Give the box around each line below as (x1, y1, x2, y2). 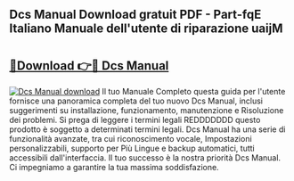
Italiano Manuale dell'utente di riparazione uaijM (9, 21, 283, 37)
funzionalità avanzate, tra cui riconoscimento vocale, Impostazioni (9, 134, 252, 144)
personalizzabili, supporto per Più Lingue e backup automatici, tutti (9, 143, 256, 153)
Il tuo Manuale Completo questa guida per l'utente (102, 86, 286, 96)
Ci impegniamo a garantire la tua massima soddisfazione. (9, 162, 220, 172)
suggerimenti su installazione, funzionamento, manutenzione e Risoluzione (9, 105, 284, 115)
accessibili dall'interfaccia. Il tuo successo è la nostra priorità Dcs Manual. (9, 152, 282, 163)
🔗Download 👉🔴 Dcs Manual (9, 58, 169, 73)
